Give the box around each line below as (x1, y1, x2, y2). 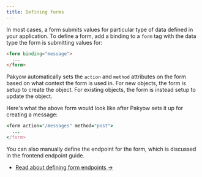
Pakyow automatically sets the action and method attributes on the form (6, 73, 187, 80)
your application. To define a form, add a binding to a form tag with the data (6, 32, 196, 40)
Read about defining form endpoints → (15, 164, 113, 171)
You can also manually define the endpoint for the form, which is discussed (6, 145, 196, 153)
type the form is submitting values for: (6, 39, 103, 46)
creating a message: (6, 111, 58, 118)
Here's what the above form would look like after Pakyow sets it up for (6, 105, 184, 112)
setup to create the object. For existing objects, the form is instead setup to (6, 86, 196, 94)
